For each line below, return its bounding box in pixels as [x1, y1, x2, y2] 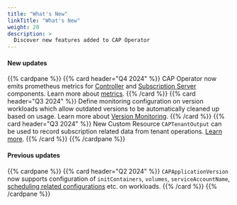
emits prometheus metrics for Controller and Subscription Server [7, 82, 197, 91]
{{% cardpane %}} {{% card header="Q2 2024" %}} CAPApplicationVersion [7, 167, 229, 175]
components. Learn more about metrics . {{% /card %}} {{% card [7, 89, 196, 98]
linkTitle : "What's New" [7, 17, 81, 24]
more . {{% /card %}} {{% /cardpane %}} [7, 135, 126, 143]
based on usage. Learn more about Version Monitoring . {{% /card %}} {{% [7, 112, 225, 121]
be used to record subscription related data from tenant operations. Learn [7, 127, 223, 135]
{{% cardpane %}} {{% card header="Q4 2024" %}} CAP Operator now [7, 74, 217, 83]
